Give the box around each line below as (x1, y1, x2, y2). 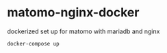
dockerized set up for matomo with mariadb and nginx (7, 27, 160, 35)
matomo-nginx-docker (7, 5, 140, 20)
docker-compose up (7, 40, 60, 47)
